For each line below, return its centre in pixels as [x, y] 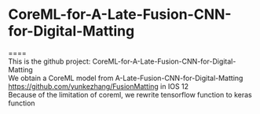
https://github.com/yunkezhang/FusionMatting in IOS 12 [99, 86]
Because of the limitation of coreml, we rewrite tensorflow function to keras [130, 94]
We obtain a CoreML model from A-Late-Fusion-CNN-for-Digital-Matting [126, 78]
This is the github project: [49, 61]
